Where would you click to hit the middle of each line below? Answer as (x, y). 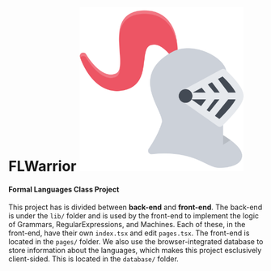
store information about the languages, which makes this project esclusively (135, 251)
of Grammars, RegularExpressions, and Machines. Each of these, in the (127, 225)
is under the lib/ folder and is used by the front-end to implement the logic (134, 216)
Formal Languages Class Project (64, 189)
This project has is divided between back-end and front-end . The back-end (135, 207)
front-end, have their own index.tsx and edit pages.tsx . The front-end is (129, 233)
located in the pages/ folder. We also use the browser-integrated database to (136, 242)
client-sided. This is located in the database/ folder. (94, 259)
